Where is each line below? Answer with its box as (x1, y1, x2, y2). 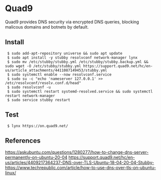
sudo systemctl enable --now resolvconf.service (11, 72, 112, 77)
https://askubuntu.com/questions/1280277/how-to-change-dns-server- (5, 150, 149, 155)
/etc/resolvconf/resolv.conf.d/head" (5, 80, 81, 85)
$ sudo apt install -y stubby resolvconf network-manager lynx (7, 55, 138, 60)
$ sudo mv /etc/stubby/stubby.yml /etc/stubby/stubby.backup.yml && (7, 59, 149, 64)
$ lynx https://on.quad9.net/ (7, 123, 68, 128)
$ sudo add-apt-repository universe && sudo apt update (7, 51, 123, 56)
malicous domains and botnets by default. (5, 24, 89, 30)
